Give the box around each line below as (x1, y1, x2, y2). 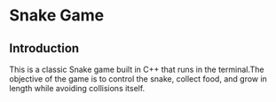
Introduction (9, 41, 80, 56)
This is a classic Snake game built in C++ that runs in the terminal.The (9, 64, 264, 75)
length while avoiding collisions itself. (9, 83, 146, 93)
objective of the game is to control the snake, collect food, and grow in (9, 74, 268, 84)
